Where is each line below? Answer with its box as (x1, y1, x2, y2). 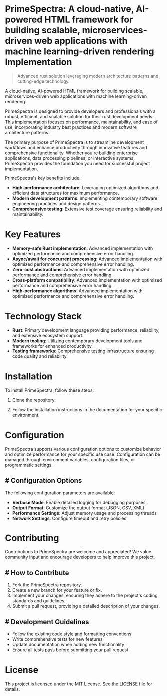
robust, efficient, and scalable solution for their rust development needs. (5, 113, 154, 119)
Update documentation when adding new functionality (12, 642, 125, 648)
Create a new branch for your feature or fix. (12, 587, 102, 593)
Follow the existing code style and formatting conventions (12, 631, 132, 637)
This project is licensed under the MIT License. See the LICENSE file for (5, 681, 153, 687)
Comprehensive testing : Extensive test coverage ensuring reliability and (12, 206, 162, 212)
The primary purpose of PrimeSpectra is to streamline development (5, 139, 144, 145)
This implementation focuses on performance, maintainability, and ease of (5, 119, 158, 125)
